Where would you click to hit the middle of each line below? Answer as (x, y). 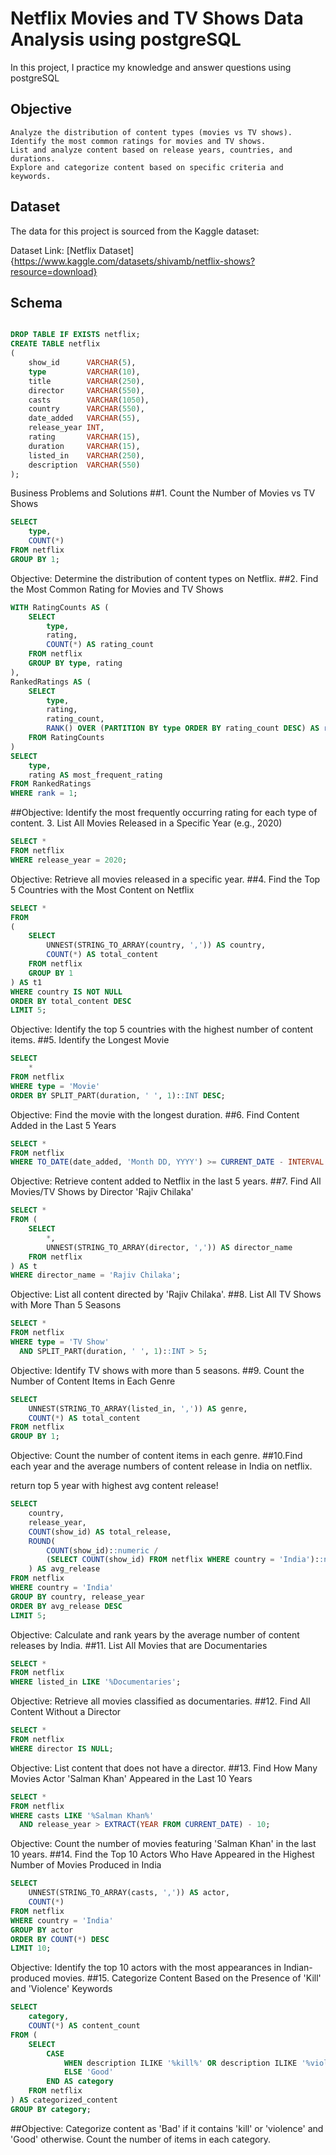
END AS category (80, 2082)
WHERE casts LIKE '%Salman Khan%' (82, 1815)
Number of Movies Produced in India (86, 1865)
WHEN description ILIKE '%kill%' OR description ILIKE (180, 2063)
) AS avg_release (64, 1569)
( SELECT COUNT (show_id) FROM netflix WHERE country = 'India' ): (183, 1560)
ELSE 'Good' (88, 2072)
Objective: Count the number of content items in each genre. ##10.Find (156, 1456)
